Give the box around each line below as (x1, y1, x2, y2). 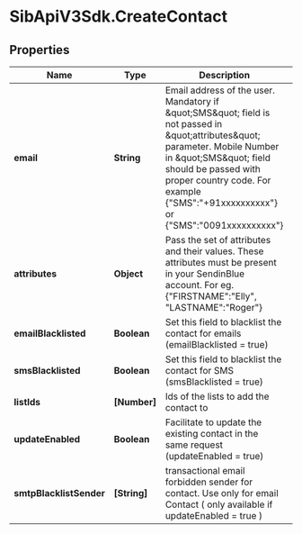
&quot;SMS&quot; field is (164, 106, 271, 119)
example (164, 186, 202, 197)
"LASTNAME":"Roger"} (164, 302, 263, 313)
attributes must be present (164, 257, 277, 268)
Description (199, 69, 250, 81)
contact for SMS (164, 365, 234, 376)
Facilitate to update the (164, 416, 262, 429)
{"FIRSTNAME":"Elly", (164, 290, 258, 303)
